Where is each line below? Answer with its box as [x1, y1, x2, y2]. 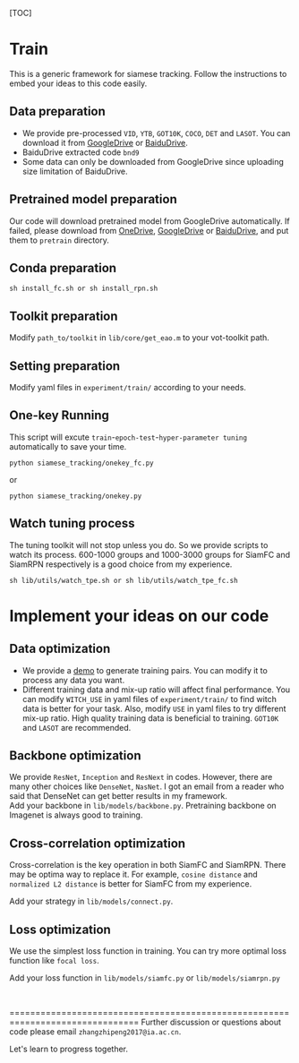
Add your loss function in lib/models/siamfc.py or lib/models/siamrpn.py [9, 973, 280, 983]
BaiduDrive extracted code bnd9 [21, 147, 140, 158]
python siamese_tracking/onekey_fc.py [9, 459, 154, 467]
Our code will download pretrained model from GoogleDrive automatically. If [9, 215, 290, 227]
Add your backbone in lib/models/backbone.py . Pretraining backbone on [9, 801, 277, 811]
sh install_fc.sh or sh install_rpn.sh [9, 284, 158, 294]
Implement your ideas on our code [9, 605, 269, 626]
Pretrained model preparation [9, 192, 177, 207]
